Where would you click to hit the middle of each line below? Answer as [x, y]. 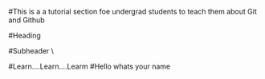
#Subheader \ [31, 51]
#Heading [25, 36]
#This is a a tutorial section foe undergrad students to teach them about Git [132, 12]
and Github [27, 20]
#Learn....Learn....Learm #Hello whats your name [90, 66]
